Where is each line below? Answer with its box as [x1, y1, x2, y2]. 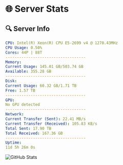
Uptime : [5, 140, 22, 146]
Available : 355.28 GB [5, 69, 52, 74]
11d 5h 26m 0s [5, 145, 36, 150]
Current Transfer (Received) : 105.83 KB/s [5, 121, 97, 126]
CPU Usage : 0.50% [5, 45, 43, 50]
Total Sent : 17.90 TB [5, 126, 52, 131]
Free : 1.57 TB [5, 88, 36, 93]
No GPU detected [5, 102, 40, 107]
